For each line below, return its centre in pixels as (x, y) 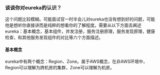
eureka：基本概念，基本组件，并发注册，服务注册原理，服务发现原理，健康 (80, 31)
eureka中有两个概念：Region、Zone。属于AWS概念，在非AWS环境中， (76, 61)
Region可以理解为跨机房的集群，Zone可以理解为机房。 (60, 67)
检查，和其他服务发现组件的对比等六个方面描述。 (54, 37)
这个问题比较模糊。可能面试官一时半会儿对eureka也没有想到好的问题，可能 (80, 19)
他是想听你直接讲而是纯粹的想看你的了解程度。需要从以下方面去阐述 (73, 25)
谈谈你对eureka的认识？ (33, 7)
